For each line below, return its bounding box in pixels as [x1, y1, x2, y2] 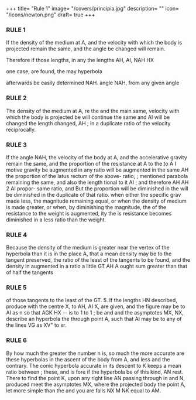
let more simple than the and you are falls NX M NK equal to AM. [6, 387, 161, 394]
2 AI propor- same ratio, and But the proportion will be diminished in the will [6, 184, 188, 192]
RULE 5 [6, 283, 27, 292]
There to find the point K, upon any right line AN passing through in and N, [6, 374, 185, 381]
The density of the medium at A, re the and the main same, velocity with [6, 107, 180, 114]
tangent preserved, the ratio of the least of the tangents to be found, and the [6, 257, 191, 264]
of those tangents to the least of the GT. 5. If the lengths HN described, [6, 297, 177, 304]
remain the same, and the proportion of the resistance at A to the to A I [6, 160, 177, 167]
